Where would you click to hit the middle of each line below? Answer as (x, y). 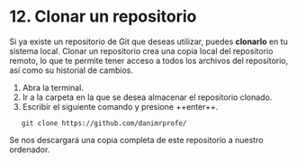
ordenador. (30, 149)
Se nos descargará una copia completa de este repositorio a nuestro (136, 139)
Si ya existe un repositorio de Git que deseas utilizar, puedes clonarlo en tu (148, 41)
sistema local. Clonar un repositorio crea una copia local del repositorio (141, 50)
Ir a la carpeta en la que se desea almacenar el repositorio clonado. (147, 97)
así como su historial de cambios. (71, 70)
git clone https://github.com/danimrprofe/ (104, 123)
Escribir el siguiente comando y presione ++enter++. (120, 106)
